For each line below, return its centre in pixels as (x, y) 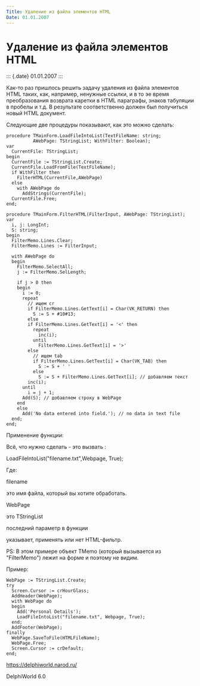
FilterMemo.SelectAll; (45, 267)
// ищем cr (41, 304)
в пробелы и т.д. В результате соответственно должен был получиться (97, 107)
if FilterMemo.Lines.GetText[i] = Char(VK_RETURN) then (99, 309)
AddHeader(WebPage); (37, 596)
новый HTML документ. (36, 113)
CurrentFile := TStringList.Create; (57, 162)
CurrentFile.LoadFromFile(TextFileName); (64, 167)
